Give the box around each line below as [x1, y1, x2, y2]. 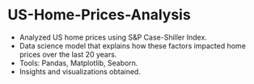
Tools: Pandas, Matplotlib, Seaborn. [19, 58, 138, 68]
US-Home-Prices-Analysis [7, 6, 191, 24]
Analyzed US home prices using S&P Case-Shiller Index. [19, 32, 208, 42]
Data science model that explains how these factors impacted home [19, 40, 246, 50]
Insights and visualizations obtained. [19, 66, 141, 76]
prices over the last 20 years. [19, 49, 117, 59]
